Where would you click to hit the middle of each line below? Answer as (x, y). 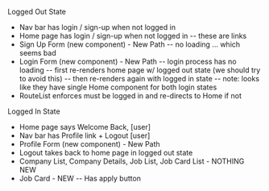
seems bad (38, 53)
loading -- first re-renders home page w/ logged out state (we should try (140, 70)
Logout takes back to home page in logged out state (106, 153)
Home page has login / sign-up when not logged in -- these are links (133, 36)
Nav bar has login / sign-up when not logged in (97, 27)
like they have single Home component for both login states (118, 87)
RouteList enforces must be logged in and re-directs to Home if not (130, 95)
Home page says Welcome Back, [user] (85, 127)
